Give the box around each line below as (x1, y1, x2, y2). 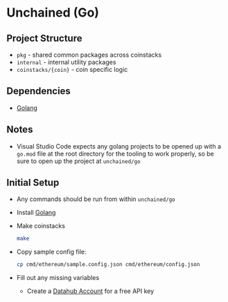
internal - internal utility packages (16, 58, 116, 66)
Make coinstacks (16, 222, 65, 230)
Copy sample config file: (16, 247, 87, 256)
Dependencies (6, 85, 71, 97)
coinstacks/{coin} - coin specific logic (16, 66, 128, 73)
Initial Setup (6, 177, 60, 189)
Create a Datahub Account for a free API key (26, 287, 155, 295)
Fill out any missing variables (16, 274, 100, 282)
